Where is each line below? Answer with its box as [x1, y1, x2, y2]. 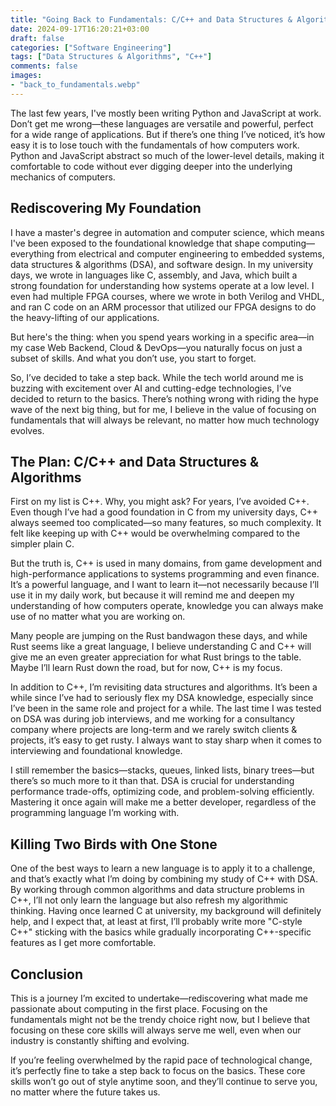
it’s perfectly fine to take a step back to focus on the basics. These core [10, 1065, 306, 1076]
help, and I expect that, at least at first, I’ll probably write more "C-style [10, 916, 303, 928]
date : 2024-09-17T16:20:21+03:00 [10, 24, 150, 34]
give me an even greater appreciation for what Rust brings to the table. [10, 651, 302, 663]
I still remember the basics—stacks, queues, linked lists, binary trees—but [10, 764, 315, 776]
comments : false [10, 61, 78, 71]
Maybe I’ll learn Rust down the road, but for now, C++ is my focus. [10, 662, 283, 674]
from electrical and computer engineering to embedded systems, [56, 247, 325, 260]
